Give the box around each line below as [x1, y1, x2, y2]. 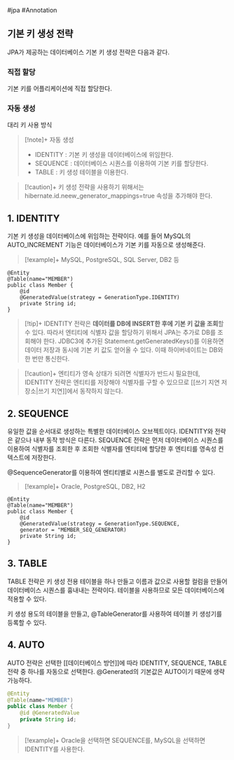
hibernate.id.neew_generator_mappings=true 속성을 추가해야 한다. [24, 192, 213, 200]
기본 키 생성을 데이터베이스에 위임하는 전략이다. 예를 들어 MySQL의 [7, 232, 191, 240]
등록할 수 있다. [7, 618, 47, 626]
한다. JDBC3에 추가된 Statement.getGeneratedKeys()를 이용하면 [43, 337, 224, 345]
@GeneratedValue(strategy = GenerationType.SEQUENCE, [20, 520, 180, 527]
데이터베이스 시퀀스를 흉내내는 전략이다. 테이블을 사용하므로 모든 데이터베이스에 [7, 586, 225, 594]
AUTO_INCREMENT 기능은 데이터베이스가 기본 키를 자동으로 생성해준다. [7, 241, 205, 249]
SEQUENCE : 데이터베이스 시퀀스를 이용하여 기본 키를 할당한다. [34, 159, 209, 167]
